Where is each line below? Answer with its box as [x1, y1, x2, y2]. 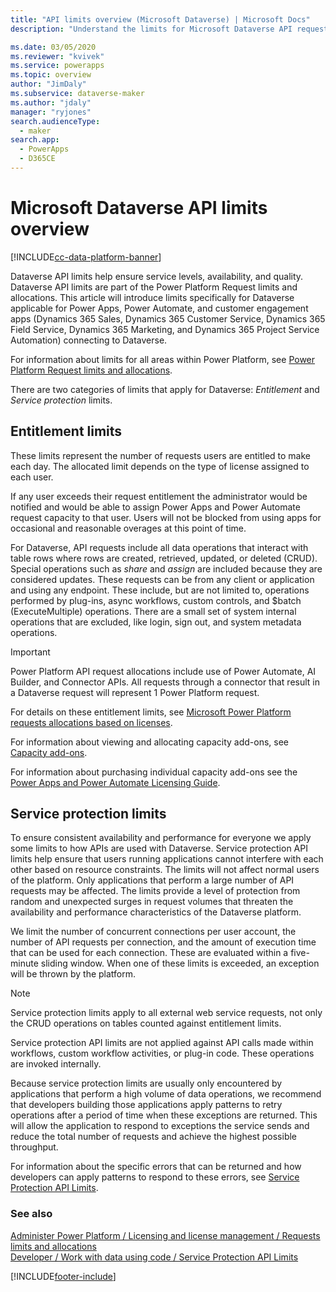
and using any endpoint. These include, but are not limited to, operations [10, 584, 310, 596]
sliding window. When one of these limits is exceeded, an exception [40, 957, 320, 970]
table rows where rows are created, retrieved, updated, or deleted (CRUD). [10, 552, 318, 564]
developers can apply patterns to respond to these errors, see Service [10, 1171, 300, 1183]
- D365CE [19, 154, 56, 164]
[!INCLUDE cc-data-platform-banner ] [10, 251, 162, 263]
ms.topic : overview [10, 70, 92, 80]
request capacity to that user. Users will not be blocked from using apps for [10, 511, 322, 523]
